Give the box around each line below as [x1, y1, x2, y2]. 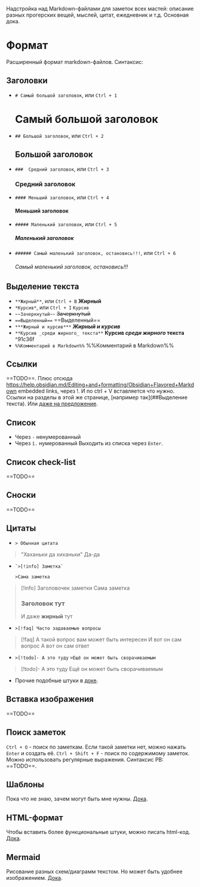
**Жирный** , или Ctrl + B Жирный [14, 297, 101, 304]
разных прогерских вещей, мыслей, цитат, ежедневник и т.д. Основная [6, 11, 189, 19]
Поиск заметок [6, 728, 66, 738]
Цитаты [6, 523, 36, 534]
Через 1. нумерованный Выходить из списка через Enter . [14, 440, 163, 447]
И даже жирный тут [20, 612, 73, 620]
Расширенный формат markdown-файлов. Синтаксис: [6, 58, 143, 65]
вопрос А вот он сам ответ [20, 642, 90, 649]
